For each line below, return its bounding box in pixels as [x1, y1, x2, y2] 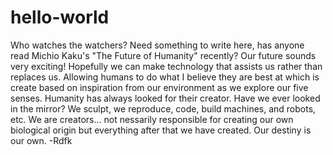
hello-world [10, 6, 110, 29]
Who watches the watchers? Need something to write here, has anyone [10, 39, 305, 51]
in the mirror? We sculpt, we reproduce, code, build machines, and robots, [10, 102, 317, 115]
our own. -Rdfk [10, 134, 73, 146]
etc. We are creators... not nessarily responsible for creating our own [10, 113, 294, 125]
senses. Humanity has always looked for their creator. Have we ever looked [10, 92, 321, 104]
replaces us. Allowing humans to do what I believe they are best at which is [10, 71, 320, 83]
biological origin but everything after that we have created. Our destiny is [10, 124, 312, 136]
